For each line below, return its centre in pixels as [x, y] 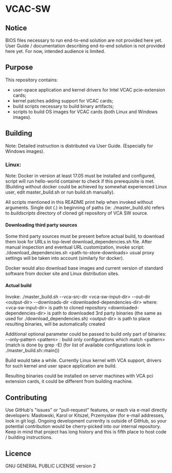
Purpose [19, 67]
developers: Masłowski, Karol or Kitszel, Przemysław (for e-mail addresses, [85, 415]
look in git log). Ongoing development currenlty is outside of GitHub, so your [86, 421]
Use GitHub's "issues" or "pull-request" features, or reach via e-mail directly [86, 410]
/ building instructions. [29, 437]
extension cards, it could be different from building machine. [69, 381]
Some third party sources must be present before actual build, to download [85, 236]
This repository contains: [32, 80]
